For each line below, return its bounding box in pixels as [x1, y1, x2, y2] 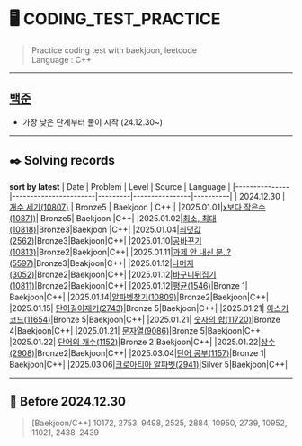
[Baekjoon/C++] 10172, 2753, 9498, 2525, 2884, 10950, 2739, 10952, [31, 417, 288, 429]
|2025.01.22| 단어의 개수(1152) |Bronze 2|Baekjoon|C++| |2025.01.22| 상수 [9, 336, 276, 347]
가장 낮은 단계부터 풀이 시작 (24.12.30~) [22, 116, 164, 128]
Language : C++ [31, 54, 92, 65]
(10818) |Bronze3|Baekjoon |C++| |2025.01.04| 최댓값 [9, 224, 202, 235]
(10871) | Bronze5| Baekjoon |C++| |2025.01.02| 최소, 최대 [9, 212, 218, 223]
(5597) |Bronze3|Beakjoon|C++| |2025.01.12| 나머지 [9, 257, 195, 268]
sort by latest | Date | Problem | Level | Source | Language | [9, 181, 231, 192]
